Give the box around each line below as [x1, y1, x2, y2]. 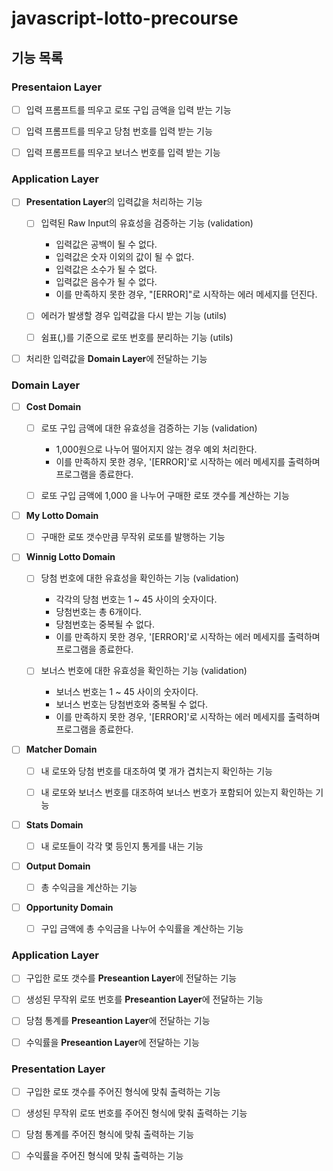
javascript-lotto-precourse [11, 7, 239, 30]
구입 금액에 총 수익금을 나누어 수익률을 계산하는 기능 [40, 922, 244, 934]
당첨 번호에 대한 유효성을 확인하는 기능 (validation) [40, 572, 239, 584]
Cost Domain [25, 400, 82, 412]
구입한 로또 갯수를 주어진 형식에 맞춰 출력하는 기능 [25, 1085, 221, 1097]
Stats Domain [25, 818, 84, 831]
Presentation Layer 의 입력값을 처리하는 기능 [25, 196, 203, 208]
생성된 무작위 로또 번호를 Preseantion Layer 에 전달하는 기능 [25, 993, 264, 1006]
